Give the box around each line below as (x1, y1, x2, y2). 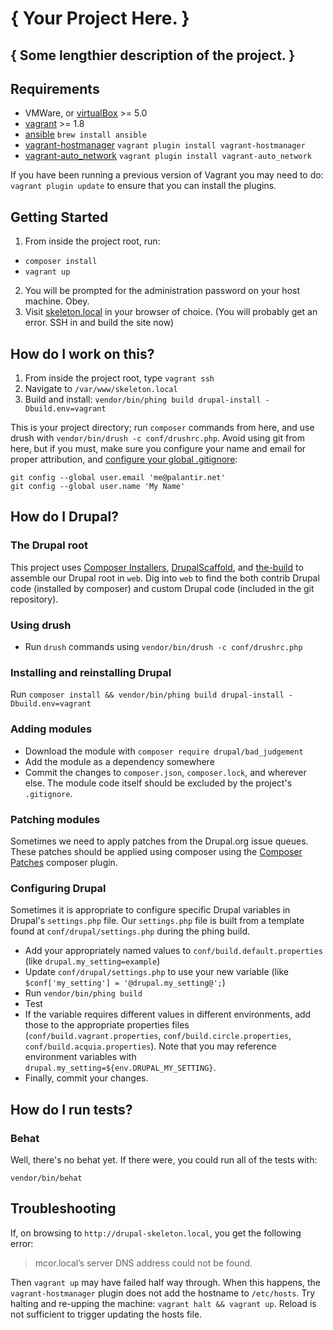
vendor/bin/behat (10, 1173, 83, 1183)
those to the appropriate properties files (24, 1019, 190, 1031)
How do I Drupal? (10, 508, 119, 526)
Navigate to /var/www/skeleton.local (24, 383, 178, 395)
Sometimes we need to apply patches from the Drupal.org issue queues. (10, 835, 309, 847)
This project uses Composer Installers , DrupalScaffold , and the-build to (10, 561, 304, 573)
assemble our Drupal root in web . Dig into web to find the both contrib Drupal (10, 572, 320, 584)
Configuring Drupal (10, 881, 107, 895)
